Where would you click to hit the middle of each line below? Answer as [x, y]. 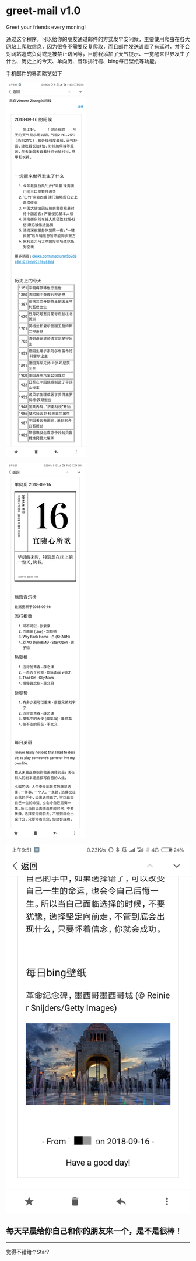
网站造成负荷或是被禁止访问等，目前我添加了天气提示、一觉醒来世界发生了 [100, 53]
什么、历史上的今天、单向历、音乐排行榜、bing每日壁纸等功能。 [83, 61]
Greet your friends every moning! [46, 27]
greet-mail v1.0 [43, 11]
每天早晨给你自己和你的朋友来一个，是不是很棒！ [94, 1231]
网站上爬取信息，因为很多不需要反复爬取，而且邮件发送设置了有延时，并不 [95, 46]
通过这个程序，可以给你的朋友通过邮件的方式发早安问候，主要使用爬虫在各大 [98, 39]
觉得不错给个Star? [28, 1252]
